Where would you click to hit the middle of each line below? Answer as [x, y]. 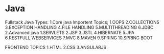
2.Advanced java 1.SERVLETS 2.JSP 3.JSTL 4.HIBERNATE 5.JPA [70, 32]
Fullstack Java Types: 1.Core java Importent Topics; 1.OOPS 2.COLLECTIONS [82, 22]
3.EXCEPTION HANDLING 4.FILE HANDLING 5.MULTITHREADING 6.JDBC [79, 27]
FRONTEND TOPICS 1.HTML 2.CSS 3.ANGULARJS [56, 47]
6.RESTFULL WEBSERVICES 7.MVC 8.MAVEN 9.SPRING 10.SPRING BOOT [79, 38]
